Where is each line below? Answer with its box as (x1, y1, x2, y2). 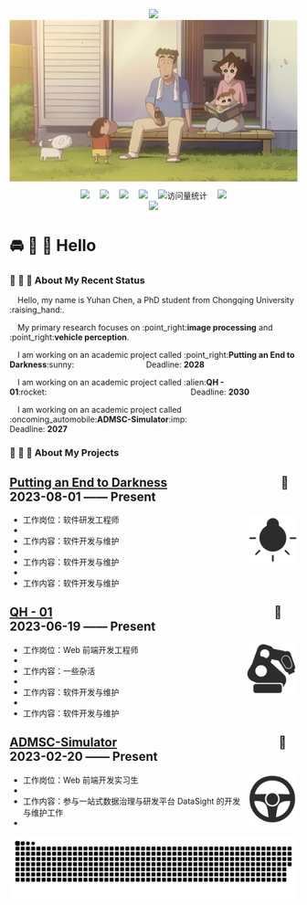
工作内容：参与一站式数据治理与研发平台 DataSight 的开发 (22, 795, 240, 806)
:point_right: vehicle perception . (9, 331, 130, 342)
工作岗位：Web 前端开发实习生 (22, 774, 139, 785)
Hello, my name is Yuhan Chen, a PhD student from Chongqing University (17, 295, 295, 306)
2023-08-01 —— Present (9, 489, 156, 504)
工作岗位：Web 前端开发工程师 (22, 644, 139, 655)
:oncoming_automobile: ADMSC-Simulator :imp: (9, 414, 187, 425)
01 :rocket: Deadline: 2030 (9, 386, 249, 397)
